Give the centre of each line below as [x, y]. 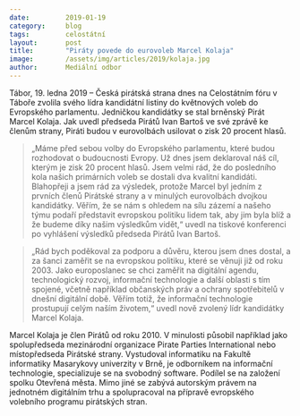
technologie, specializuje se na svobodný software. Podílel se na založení [145, 373]
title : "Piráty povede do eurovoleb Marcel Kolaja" [122, 51]
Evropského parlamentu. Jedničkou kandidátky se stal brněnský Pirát [137, 112]
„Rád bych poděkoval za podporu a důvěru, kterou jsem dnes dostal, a [161, 250]
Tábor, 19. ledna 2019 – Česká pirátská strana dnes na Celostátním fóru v [143, 93]
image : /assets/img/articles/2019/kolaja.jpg [110, 59]
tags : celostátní [57, 34]
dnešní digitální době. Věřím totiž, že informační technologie [142, 298]
